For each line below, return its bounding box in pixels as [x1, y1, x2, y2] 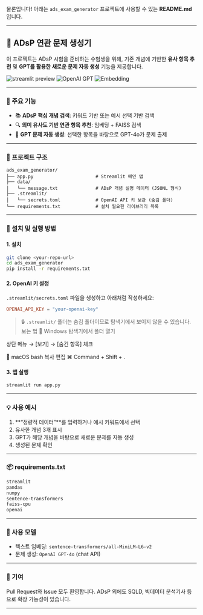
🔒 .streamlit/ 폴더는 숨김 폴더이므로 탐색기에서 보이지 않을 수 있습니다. [21, 318, 192, 326]
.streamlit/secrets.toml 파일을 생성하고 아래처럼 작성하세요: [6, 294, 154, 301]
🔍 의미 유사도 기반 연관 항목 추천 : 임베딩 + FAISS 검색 [14, 121, 142, 129]
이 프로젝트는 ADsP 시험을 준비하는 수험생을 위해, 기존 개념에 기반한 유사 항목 [6, 55, 189, 62]
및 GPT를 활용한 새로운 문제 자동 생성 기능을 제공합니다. [12, 62, 143, 70]
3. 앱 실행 [6, 368, 29, 375]
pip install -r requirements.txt [6, 266, 91, 272]
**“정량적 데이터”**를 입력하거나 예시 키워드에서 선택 [14, 418, 141, 426]
